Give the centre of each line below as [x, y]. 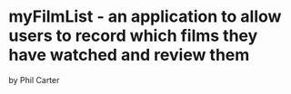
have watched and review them [129, 55]
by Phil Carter [34, 80]
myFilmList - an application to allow [145, 17]
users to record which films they [133, 36]
